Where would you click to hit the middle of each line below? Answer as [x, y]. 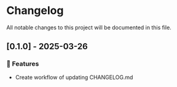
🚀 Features [23, 64]
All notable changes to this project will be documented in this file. [89, 27]
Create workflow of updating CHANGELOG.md [74, 77]
